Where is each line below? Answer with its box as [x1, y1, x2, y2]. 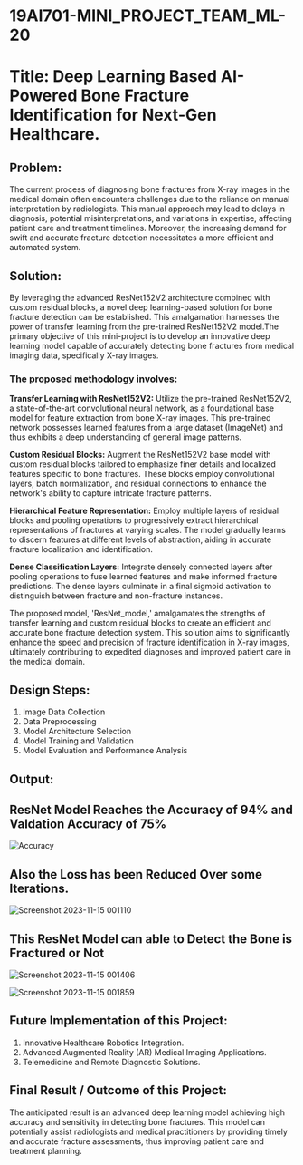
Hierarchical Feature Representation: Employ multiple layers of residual [9, 505, 279, 517]
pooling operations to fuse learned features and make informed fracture [9, 571, 278, 582]
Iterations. [9, 880, 70, 896]
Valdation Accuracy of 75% [9, 816, 167, 831]
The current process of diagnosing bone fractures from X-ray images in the [9, 184, 291, 195]
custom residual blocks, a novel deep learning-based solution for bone [9, 302, 273, 313]
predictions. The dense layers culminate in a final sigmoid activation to [9, 581, 272, 592]
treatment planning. [9, 1145, 83, 1156]
